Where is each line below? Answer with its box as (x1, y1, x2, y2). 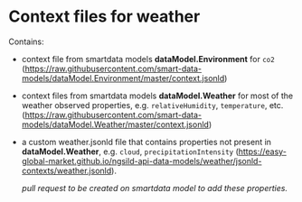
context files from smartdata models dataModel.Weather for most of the (21, 90, 294, 101)
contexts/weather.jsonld (21, 165, 112, 176)
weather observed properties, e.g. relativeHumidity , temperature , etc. (21, 99, 284, 110)
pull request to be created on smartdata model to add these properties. (21, 182, 288, 193)
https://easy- (238, 146, 287, 157)
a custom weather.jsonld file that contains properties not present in (21, 136, 272, 147)
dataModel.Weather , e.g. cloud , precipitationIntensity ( (21, 146, 239, 157)
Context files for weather (8, 6, 201, 27)
